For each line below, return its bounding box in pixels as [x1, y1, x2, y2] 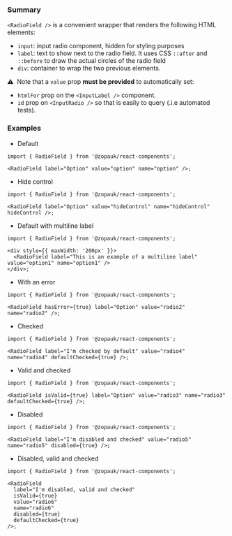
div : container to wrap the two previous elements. [17, 64, 161, 73]
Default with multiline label [17, 222, 94, 230]
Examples [7, 124, 42, 133]
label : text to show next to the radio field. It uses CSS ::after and [17, 49, 208, 57]
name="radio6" [13, 505, 54, 512]
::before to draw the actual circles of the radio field [17, 57, 166, 65]
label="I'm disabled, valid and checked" [13, 486, 136, 493]
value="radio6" [13, 498, 58, 505]
